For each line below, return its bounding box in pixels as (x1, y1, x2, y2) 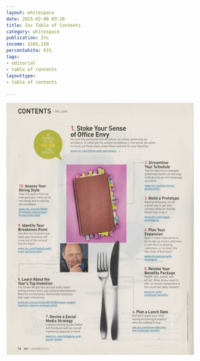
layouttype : (6, 72, 36, 79)
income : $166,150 (6, 41, 49, 47)
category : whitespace (6, 29, 60, 35)
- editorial (6, 60, 36, 66)
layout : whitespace (6, 10, 55, 16)
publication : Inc (6, 35, 49, 41)
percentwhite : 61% (6, 48, 52, 54)
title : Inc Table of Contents (6, 22, 82, 28)
